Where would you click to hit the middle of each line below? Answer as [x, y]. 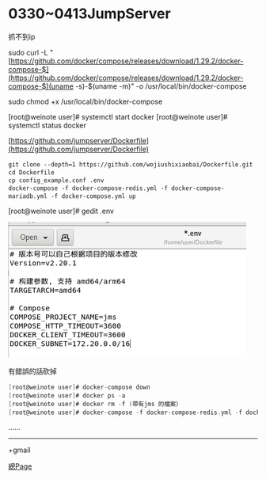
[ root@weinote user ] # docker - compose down [79, 387]
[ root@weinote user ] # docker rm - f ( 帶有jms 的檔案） [95, 404]
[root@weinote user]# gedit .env [61, 211]
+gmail [19, 450]
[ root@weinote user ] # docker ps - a [67, 395]
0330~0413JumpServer [90, 14]
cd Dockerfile [32, 172]
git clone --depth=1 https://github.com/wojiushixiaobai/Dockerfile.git [131, 164]
